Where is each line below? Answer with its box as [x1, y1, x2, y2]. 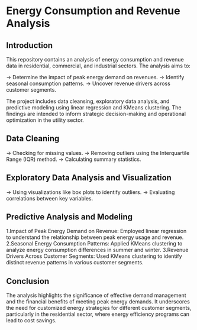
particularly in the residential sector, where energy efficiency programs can [6, 310, 190, 318]
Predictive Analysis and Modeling [6, 212, 133, 222]
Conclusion [6, 276, 50, 286]
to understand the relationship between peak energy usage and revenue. [6, 234, 184, 241]
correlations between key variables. [6, 195, 93, 202]
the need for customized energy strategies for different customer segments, [6, 305, 192, 312]
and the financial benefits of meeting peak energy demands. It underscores [6, 298, 190, 305]
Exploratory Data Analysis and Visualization [6, 173, 172, 183]
